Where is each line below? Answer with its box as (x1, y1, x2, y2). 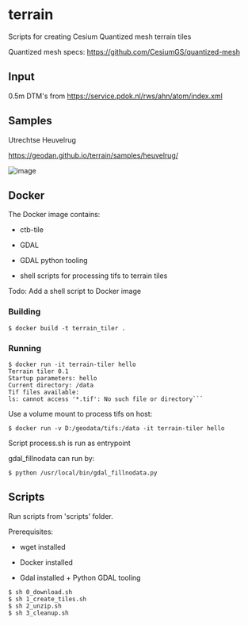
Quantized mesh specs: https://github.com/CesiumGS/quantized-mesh (8, 47, 240, 56)
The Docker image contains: (8, 210, 101, 219)
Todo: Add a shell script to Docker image (8, 287, 141, 296)
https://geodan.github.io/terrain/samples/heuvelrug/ (8, 151, 179, 160)
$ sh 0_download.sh (8, 588, 73, 596)
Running (8, 342, 42, 353)
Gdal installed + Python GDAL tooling (19, 573, 141, 582)
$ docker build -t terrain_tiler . (8, 324, 126, 332)
